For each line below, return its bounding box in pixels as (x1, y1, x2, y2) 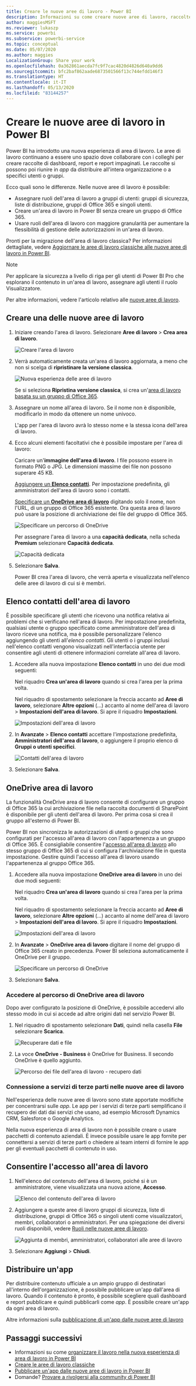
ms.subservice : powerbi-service (6, 36, 85, 42)
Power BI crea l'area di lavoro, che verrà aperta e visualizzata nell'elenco (14, 573, 190, 580)
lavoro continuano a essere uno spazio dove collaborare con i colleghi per (6, 153, 184, 160)
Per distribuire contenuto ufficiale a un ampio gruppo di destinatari (6, 1280, 166, 1287)
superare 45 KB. (14, 469, 54, 476)
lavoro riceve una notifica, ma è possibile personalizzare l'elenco (6, 630, 162, 638)
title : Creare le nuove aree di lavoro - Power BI (6, 8, 132, 15)
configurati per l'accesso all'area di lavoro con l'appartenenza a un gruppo (6, 835, 185, 842)
